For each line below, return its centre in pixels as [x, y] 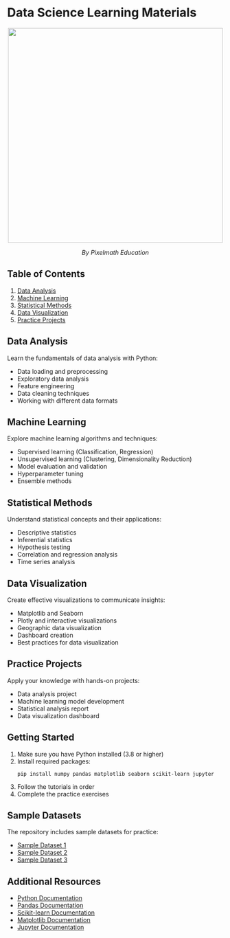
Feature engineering [46, 386]
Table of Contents [46, 274]
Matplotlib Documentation [54, 920]
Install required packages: [54, 761]
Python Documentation [49, 898]
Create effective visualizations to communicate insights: [86, 600]
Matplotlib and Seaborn [50, 613]
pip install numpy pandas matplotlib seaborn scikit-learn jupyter [115, 774]
